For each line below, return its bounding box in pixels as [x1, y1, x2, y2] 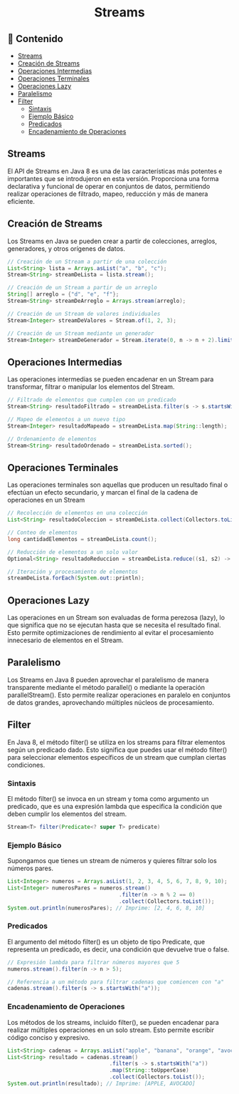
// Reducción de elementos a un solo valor [7, 548, 139, 556]
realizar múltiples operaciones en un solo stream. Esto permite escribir [7, 1026, 215, 1034]
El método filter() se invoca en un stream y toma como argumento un [7, 794, 209, 803]
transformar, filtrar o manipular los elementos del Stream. [7, 383, 175, 391]
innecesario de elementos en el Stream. [7, 636, 124, 645]
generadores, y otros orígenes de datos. [7, 244, 126, 253]
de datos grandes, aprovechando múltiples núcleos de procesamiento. [7, 698, 215, 706]
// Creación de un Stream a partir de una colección [7, 258, 167, 265]
